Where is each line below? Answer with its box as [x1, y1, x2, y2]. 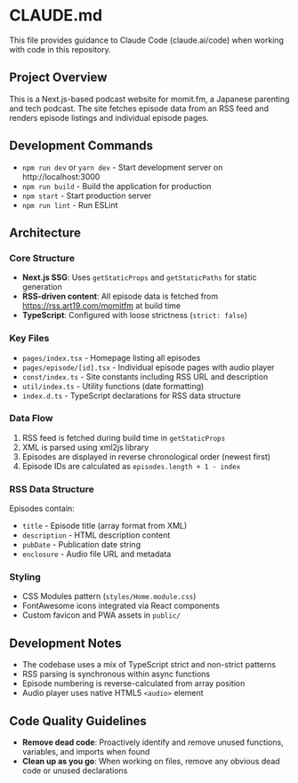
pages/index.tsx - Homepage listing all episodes [21, 352, 201, 363]
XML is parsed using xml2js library [21, 442, 149, 452]
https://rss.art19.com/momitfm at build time [21, 300, 181, 311]
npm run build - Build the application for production [21, 180, 212, 191]
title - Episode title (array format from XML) [21, 521, 188, 531]
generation [21, 282, 62, 292]
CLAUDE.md [9, 5, 103, 26]
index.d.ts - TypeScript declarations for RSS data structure [21, 390, 242, 401]
